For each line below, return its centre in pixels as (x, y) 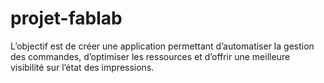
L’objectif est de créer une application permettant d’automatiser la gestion (162, 46)
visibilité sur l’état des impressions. (82, 67)
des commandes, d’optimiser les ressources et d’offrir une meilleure (150, 56)
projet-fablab (66, 18)
